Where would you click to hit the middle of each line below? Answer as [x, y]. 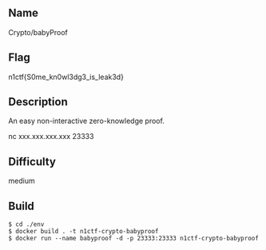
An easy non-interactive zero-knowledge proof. [87, 121]
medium [22, 181]
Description [38, 102]
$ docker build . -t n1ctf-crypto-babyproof [83, 232]
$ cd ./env [26, 224]
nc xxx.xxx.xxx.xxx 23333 [51, 137]
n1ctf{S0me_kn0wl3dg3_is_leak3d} [66, 77]
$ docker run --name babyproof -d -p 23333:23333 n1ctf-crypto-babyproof [134, 239]
